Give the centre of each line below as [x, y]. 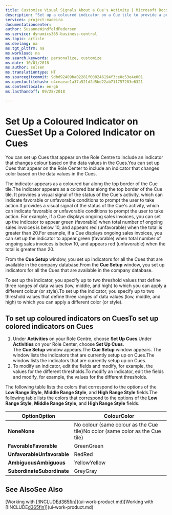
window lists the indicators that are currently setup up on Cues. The [83, 355]
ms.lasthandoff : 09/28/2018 [35, 91]
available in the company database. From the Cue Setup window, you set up [85, 265]
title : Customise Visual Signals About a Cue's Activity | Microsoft [81, 10]
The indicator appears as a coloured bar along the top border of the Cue [81, 184]
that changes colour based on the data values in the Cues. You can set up [82, 163]
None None [21, 431]
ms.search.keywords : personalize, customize [53, 58]
